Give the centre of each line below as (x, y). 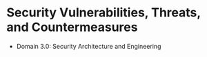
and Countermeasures (72, 27)
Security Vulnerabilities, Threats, (103, 13)
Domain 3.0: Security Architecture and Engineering (89, 46)
